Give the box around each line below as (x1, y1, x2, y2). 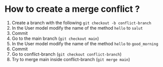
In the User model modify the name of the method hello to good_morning (11, 40, 159, 46)
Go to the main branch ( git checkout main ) (11, 35, 99, 41)
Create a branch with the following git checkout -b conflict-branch (11, 20, 152, 26)
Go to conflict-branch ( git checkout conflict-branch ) (11, 51, 122, 57)
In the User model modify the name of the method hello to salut (11, 25, 143, 31)
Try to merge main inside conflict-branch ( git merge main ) (11, 56, 130, 62)
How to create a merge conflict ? (4, 3, 140, 15)
